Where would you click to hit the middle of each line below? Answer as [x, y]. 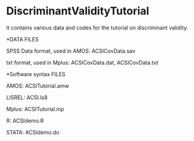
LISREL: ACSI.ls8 [27, 97]
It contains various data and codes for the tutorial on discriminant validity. [97, 28]
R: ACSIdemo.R [25, 121]
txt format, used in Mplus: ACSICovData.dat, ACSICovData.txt [82, 62]
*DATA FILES [23, 39]
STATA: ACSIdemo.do [33, 132]
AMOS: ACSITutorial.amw [38, 86]
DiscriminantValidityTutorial [78, 11]
